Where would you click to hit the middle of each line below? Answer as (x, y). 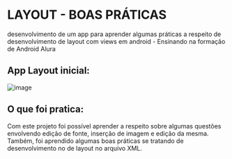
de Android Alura (31, 49)
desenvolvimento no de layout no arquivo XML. (75, 148)
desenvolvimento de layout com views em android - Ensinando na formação (116, 41)
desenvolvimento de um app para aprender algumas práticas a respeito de (114, 34)
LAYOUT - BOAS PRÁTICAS (87, 15)
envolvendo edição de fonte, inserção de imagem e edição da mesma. (108, 133)
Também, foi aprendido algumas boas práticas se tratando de (95, 141)
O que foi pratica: (46, 109)
